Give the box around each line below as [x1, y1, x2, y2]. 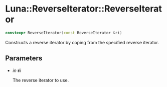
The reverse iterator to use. [12, 77, 69, 83]
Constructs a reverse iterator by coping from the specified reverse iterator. [5, 39, 159, 45]
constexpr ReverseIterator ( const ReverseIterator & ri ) [5, 30, 122, 35]
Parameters [5, 54, 43, 63]
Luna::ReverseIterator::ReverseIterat [5, 3, 162, 15]
